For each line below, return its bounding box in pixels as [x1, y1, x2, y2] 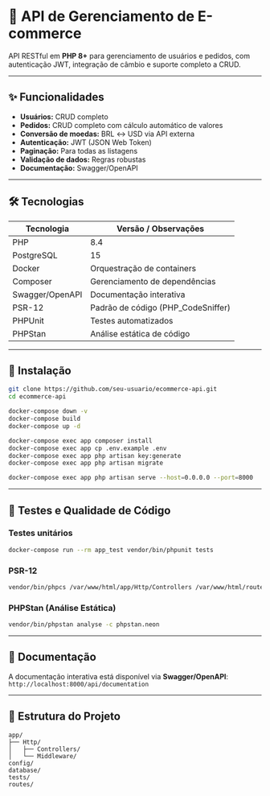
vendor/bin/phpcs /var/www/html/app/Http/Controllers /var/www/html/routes [8, 583, 268, 591]
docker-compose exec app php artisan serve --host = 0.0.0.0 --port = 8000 [8, 474, 253, 482]
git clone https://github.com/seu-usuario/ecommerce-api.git [8, 386, 218, 394]
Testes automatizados [89, 315, 174, 326]
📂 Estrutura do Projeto [8, 710, 121, 724]
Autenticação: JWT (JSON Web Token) [19, 137, 153, 147]
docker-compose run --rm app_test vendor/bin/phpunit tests [8, 546, 215, 554]
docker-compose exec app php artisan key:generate [8, 452, 182, 460]
